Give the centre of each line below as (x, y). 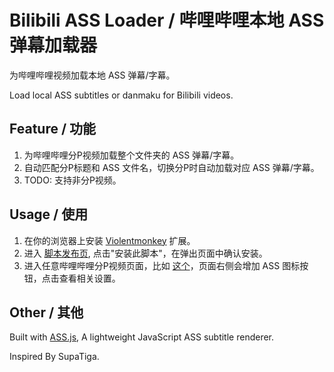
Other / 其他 (46, 312)
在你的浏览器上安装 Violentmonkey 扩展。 (109, 240)
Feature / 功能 (53, 129)
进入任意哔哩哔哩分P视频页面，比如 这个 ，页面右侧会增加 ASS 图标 (162, 265)
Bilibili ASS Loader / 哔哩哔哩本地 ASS (167, 20)
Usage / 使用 (49, 214)
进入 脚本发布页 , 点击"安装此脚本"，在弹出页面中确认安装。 (145, 253)
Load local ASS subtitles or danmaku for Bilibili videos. (121, 95)
